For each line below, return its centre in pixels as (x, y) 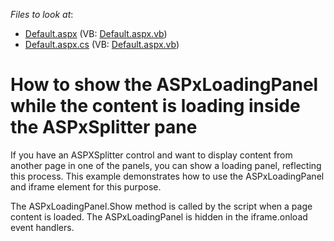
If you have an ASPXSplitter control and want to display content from (151, 155)
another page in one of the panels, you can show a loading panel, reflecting (166, 165)
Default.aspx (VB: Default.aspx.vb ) (96, 33)
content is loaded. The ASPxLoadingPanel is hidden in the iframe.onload (159, 216)
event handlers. (42, 227)
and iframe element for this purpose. (86, 186)
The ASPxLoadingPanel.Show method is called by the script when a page (161, 206)
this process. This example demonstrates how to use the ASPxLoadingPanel (167, 176)
